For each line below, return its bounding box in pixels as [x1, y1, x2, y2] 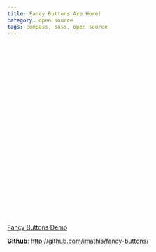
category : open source [7, 17, 73, 24]
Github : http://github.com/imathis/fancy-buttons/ [7, 237, 149, 246]
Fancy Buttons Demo [7, 223, 68, 232]
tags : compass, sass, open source [7, 23, 108, 30]
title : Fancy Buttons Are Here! [7, 10, 101, 18]
